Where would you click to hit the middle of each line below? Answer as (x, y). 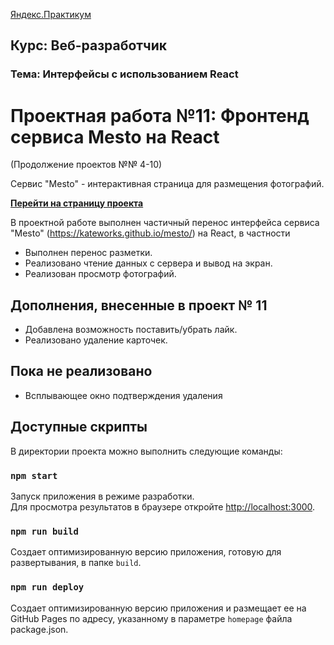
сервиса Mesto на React (115, 136)
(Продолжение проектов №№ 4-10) (86, 165)
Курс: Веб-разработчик (89, 45)
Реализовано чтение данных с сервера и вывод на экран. (148, 263)
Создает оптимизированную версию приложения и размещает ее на (158, 608)
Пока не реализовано (81, 371)
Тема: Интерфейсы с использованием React (124, 74)
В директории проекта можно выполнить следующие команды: (146, 451)
